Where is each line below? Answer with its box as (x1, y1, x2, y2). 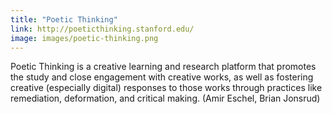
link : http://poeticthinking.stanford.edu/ (10, 24, 195, 34)
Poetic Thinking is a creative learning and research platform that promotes (10, 61, 317, 73)
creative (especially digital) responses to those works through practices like (10, 82, 323, 94)
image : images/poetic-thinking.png (10, 33, 159, 43)
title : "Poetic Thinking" (10, 14, 118, 25)
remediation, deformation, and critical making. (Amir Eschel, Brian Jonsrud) (10, 92, 321, 105)
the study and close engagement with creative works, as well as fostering (10, 71, 314, 83)
